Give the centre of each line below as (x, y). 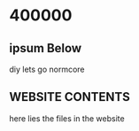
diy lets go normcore (47, 69)
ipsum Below (46, 48)
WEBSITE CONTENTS (69, 97)
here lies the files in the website (67, 118)
